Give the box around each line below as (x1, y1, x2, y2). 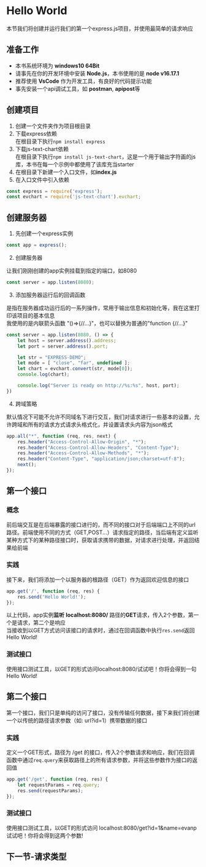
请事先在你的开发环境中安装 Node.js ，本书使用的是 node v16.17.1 (15, 69, 180, 77)
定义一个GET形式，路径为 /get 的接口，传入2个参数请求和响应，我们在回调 (6, 748, 195, 756)
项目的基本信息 (17, 311, 55, 319)
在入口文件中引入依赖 (15, 176, 69, 183)
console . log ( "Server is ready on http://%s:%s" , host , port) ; (17, 383, 180, 389)
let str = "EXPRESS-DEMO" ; (17, 354, 86, 360)
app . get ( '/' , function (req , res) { (6, 588, 100, 594)
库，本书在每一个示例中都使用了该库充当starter (15, 160, 135, 168)
